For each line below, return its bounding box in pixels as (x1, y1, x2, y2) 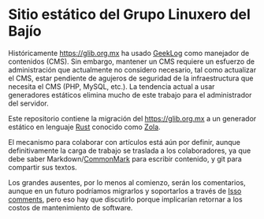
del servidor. (8, 98, 49, 108)
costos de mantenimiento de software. (8, 202, 133, 212)
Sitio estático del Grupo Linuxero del (8, 6, 251, 24)
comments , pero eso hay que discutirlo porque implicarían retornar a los (8, 195, 243, 204)
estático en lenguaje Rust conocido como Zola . (8, 122, 161, 132)
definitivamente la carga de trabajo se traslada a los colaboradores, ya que (8, 146, 251, 155)
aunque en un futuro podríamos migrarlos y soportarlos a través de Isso (8, 186, 242, 195)
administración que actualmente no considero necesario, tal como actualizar (8, 65, 257, 74)
